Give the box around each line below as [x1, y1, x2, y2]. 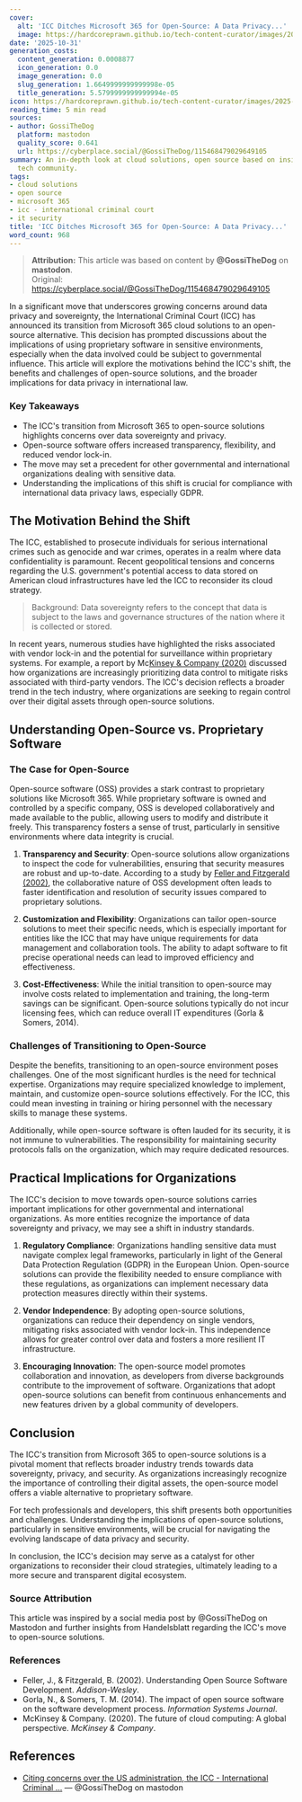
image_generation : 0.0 [17, 72, 102, 81]
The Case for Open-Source [9, 763, 129, 776]
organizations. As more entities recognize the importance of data [9, 1213, 250, 1224]
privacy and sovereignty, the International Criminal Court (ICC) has [9, 311, 256, 322]
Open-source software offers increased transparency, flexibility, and [22, 439, 276, 450]
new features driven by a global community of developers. [22, 1399, 239, 1410]
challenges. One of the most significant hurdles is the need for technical [9, 1070, 277, 1080]
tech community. [17, 164, 78, 173]
